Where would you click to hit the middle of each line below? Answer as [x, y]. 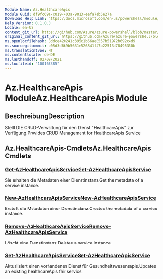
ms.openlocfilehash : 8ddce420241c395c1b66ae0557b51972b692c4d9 [70, 41]
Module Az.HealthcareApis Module [76, 98]
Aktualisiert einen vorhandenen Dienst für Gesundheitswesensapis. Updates [81, 266]
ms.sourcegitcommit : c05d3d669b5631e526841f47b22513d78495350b [70, 46]
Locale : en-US [19, 28]
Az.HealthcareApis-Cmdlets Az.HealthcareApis [78, 148]
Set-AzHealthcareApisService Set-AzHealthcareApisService [78, 256]
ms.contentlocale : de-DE [30, 55]
